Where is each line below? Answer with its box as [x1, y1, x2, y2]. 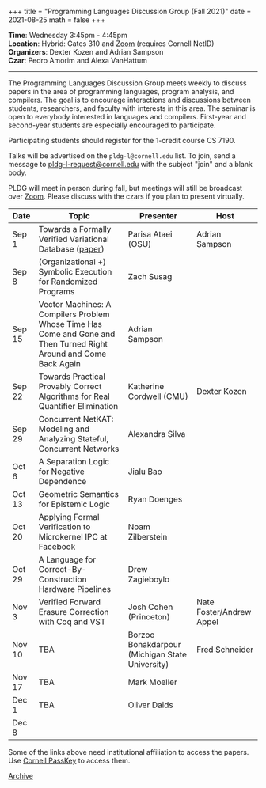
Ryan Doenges [127, 494, 183, 505]
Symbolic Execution [38, 267, 112, 277]
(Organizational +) [38, 256, 107, 267]
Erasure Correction [38, 607, 109, 617]
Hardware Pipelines [38, 584, 112, 594]
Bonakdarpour [127, 639, 181, 650]
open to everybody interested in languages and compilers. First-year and [8, 112, 247, 121]
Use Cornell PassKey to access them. [8, 756, 131, 765]
